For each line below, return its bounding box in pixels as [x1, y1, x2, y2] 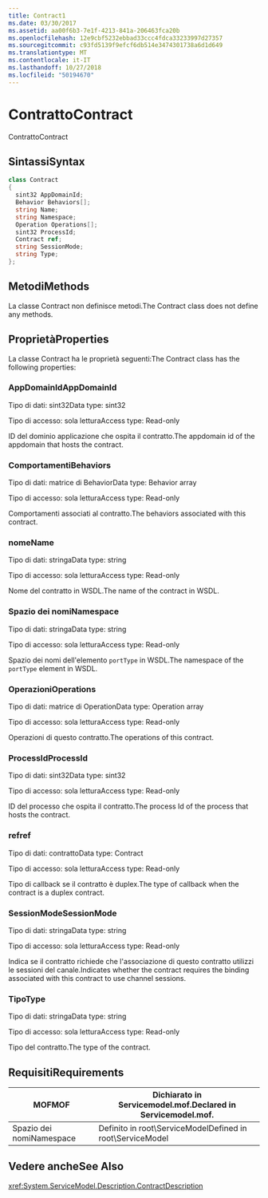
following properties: [8, 362, 77, 372]
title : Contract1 [8, 11, 66, 20]
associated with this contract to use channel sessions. [8, 973, 187, 983]
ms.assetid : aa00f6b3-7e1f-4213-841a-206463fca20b [8, 26, 180, 34]
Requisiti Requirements [8, 1066, 124, 1079]
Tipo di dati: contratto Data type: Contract [8, 848, 144, 858]
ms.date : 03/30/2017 [8, 19, 77, 27]
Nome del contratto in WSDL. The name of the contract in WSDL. [8, 586, 219, 595]
